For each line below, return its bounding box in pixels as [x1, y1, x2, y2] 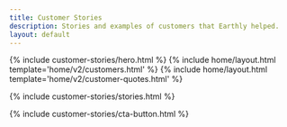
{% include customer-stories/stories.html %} [9, 91, 175, 102]
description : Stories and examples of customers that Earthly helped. [9, 22, 280, 31]
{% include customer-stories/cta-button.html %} [9, 109, 190, 120]
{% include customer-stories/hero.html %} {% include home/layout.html [9, 55, 276, 66]
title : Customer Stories [9, 13, 103, 23]
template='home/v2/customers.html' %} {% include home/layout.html [9, 64, 268, 75]
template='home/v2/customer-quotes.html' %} [9, 74, 184, 85]
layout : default [9, 30, 70, 39]
